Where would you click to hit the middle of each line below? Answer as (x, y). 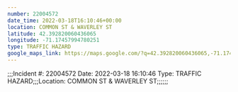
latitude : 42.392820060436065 (52, 34)
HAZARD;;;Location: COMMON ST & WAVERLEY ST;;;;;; (88, 81)
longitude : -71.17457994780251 (53, 40)
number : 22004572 (33, 14)
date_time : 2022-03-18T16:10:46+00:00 (64, 21)
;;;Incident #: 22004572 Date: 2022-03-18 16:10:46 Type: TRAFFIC (104, 73)
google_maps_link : (34, 54)
